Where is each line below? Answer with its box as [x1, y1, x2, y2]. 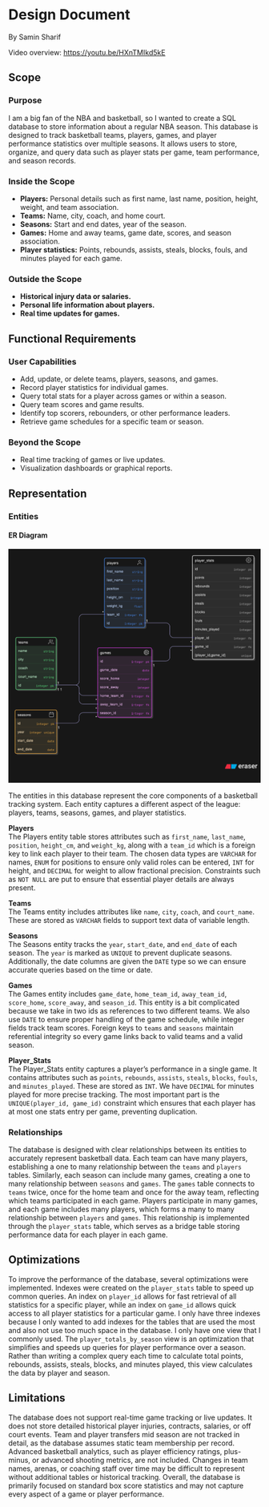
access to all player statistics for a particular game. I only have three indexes [8, 1308, 261, 1318]
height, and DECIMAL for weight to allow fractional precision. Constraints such [8, 865, 261, 875]
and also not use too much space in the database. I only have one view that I [8, 1325, 261, 1335]
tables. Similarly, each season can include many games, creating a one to [8, 1171, 251, 1180]
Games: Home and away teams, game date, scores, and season [19, 228, 232, 237]
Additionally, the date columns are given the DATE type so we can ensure [8, 956, 247, 966]
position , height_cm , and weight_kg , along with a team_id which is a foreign [8, 840, 256, 850]
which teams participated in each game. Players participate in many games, [8, 1196, 259, 1206]
